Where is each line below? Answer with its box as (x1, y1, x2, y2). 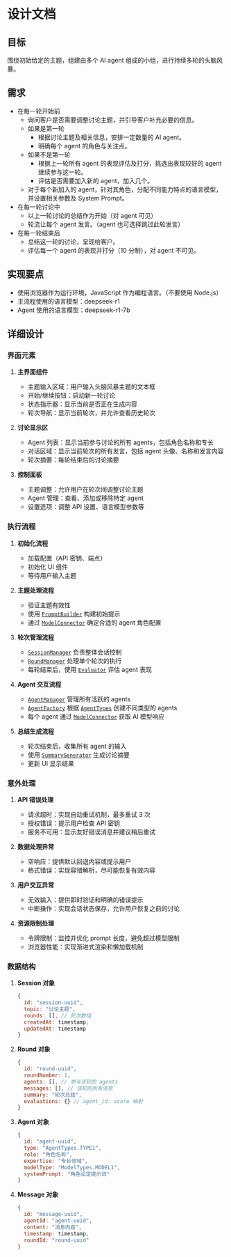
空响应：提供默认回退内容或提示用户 (27, 857, 132, 866)
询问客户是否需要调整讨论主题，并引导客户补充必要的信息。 (27, 116, 198, 124)
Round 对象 (17, 1045, 51, 1054)
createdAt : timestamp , (24, 1018, 89, 1026)
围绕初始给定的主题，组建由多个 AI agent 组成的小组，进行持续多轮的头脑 (7, 56, 217, 64)
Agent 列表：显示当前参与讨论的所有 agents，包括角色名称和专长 (27, 438, 214, 446)
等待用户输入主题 (27, 571, 77, 579)
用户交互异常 (17, 880, 54, 889)
